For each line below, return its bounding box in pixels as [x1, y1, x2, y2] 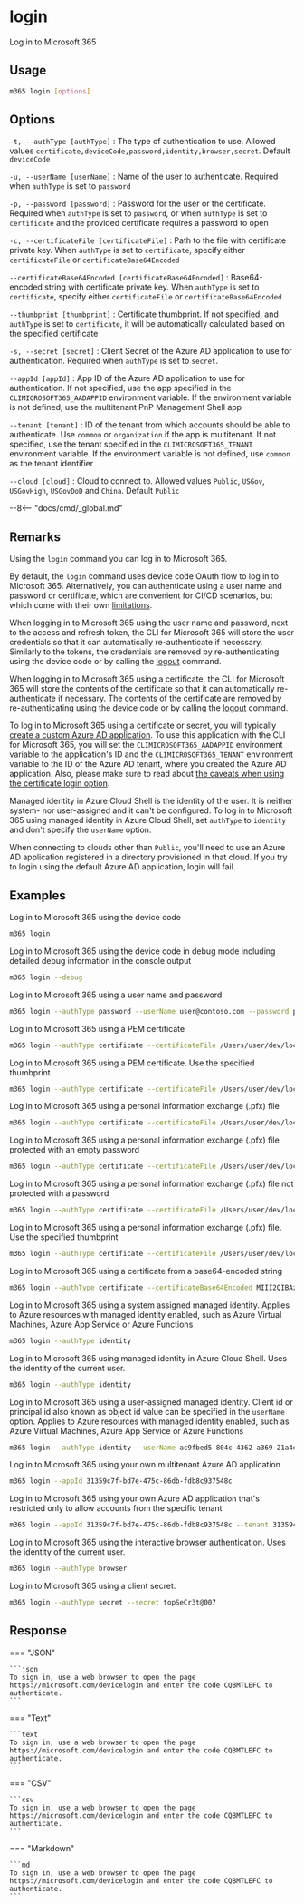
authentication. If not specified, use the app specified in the [9, 383, 232, 394]
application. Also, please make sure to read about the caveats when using [9, 769, 285, 780]
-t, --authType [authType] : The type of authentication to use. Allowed [9, 136, 276, 147]
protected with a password [9, 1188, 109, 1199]
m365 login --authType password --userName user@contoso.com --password [9, 1006, 290, 1016]
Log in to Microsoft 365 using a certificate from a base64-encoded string [9, 1265, 283, 1276]
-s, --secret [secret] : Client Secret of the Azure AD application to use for [9, 346, 292, 357]
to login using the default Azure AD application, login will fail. [9, 861, 236, 872]
